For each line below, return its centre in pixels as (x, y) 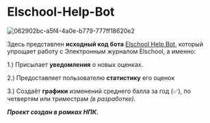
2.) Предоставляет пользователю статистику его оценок (91, 78)
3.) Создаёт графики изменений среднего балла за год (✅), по (99, 91)
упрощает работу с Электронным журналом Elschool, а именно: (102, 51)
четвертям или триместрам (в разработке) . (71, 98)
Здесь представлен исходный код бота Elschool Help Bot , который (105, 44)
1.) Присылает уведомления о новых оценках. (75, 64)
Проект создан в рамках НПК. (53, 112)
